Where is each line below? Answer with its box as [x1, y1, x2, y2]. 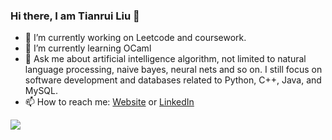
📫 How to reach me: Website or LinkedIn [24, 96, 195, 108]
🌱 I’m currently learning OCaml [24, 42, 152, 54]
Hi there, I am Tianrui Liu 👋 [10, 9, 140, 23]
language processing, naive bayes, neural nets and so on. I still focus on [24, 64, 323, 76]
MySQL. [24, 85, 59, 97]
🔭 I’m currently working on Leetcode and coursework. [24, 32, 247, 44]
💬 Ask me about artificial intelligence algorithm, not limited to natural [24, 53, 307, 65]
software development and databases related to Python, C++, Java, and [24, 74, 322, 86]
